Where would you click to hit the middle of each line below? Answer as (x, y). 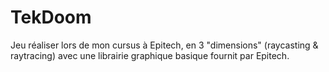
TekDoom (51, 17)
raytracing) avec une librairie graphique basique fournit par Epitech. (150, 55)
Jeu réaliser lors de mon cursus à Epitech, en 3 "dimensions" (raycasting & (164, 45)
